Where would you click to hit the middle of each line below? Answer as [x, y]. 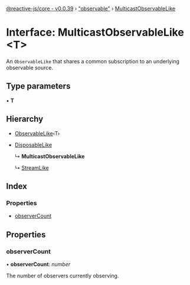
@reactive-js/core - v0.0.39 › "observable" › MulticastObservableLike [91, 9]
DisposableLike [33, 145]
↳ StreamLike [32, 167]
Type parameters [38, 86]
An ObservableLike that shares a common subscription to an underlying [93, 61]
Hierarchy [25, 119]
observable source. [30, 67]
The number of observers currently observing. [63, 276]
